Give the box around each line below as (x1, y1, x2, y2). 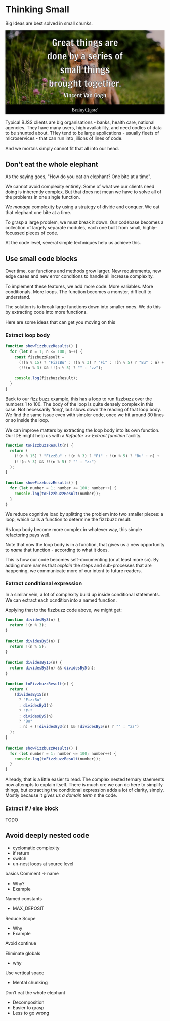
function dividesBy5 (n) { (5, 639, 60, 644)
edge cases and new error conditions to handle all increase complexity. (5, 273, 154, 279)
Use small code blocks (5, 255, 78, 263)
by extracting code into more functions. (5, 309, 88, 315)
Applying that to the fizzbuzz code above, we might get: (5, 607, 122, 613)
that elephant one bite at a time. (5, 209, 72, 216)
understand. (5, 294, 31, 300)
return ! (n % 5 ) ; (10, 644, 47, 649)
